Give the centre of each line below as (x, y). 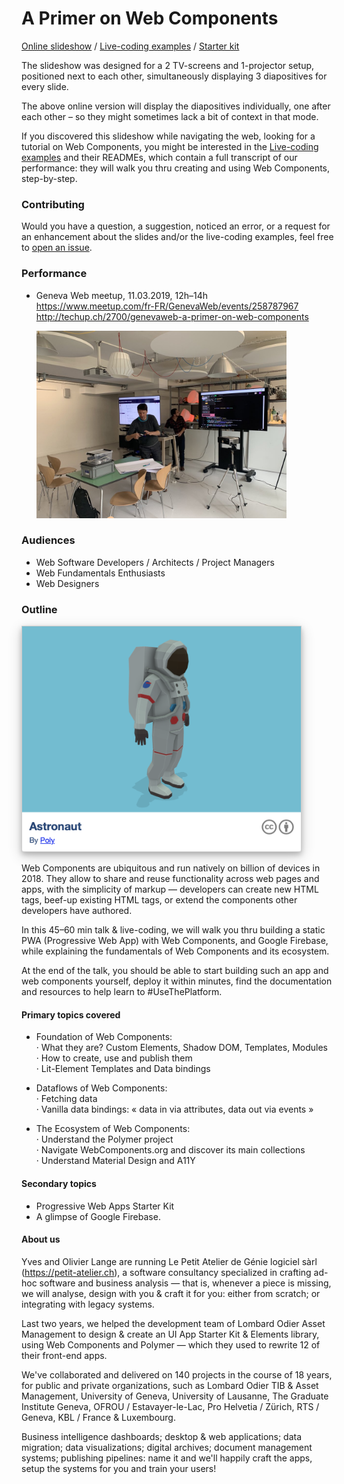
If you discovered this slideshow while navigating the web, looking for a (168, 136)
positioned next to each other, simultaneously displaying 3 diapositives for (174, 76)
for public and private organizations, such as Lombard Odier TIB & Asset (170, 1385)
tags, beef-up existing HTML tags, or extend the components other (159, 900)
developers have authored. (77, 911)
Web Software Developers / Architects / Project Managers (155, 562)
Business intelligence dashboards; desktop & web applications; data (162, 1436)
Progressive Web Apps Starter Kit (105, 1206)
